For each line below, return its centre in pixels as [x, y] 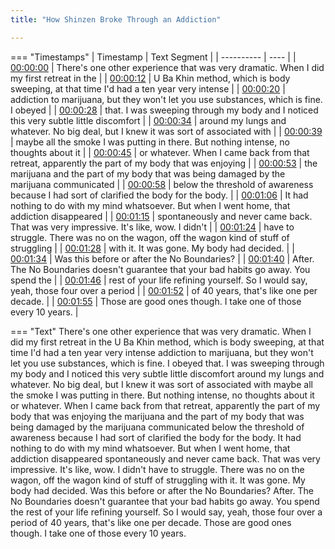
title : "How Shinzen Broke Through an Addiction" [116, 19]
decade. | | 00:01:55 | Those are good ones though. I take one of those [156, 301]
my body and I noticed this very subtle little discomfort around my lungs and [167, 373]
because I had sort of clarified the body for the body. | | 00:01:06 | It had [159, 195]
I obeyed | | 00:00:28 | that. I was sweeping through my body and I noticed [164, 110]
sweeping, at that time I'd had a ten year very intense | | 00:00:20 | [148, 88]
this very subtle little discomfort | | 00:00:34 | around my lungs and [148, 120]
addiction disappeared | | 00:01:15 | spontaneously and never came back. [161, 216]
